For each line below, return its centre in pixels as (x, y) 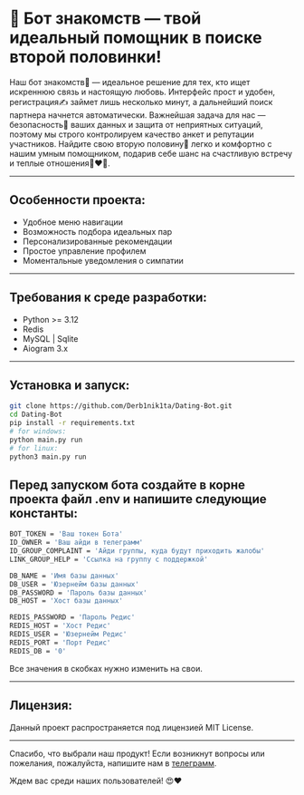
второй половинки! (85, 57)
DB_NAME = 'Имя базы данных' (64, 576)
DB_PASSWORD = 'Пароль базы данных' (78, 593)
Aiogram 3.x (45, 348)
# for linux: (34, 448)
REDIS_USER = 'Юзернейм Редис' (68, 635)
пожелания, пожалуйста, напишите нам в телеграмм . (113, 763)
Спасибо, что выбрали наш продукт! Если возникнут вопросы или (137, 753)
